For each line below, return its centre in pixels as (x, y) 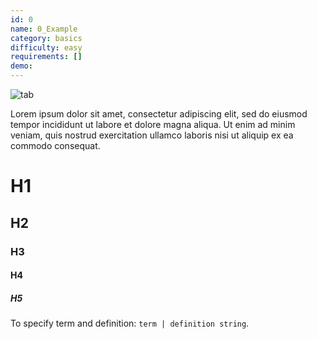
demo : (21, 66)
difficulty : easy (46, 47)
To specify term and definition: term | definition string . (130, 323)
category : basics (46, 38)
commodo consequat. (55, 145)
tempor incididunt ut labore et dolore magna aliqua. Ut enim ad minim (153, 124)
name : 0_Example (44, 29)
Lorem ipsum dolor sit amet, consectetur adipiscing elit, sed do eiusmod (159, 114)
